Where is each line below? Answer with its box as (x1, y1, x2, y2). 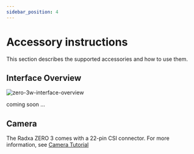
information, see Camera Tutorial (6, 141, 89, 149)
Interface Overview (6, 72, 82, 83)
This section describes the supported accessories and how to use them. (6, 55, 188, 63)
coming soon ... (6, 101, 46, 108)
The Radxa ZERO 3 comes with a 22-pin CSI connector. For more (6, 135, 170, 142)
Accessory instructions (6, 35, 128, 49)
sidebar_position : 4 (6, 9, 59, 15)
